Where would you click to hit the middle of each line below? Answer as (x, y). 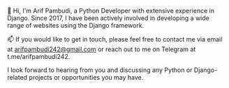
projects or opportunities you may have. (86, 77)
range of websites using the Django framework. (76, 25)
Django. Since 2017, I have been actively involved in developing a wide (108, 18)
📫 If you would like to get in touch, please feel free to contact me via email (115, 39)
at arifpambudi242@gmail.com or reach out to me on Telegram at (102, 49)
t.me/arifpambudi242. (39, 56)
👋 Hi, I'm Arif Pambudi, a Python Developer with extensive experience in (111, 11)
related (17, 77)
